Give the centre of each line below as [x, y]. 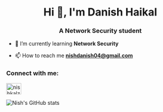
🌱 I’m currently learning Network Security [67, 43]
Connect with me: [33, 73]
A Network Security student [100, 31]
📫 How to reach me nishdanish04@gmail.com [74, 55]
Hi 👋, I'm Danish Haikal [100, 12]
